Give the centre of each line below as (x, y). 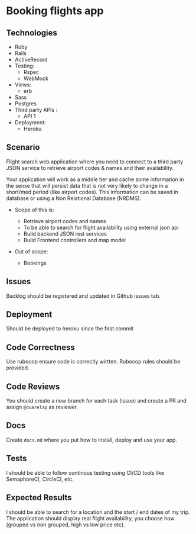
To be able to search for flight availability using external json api (101, 227)
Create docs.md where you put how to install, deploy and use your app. (92, 440)
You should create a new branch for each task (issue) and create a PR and (97, 401)
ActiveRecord (31, 59)
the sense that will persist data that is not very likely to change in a (87, 185)
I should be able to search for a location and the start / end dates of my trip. (98, 512)
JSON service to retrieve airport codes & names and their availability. (90, 168)
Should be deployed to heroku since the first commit (70, 329)
